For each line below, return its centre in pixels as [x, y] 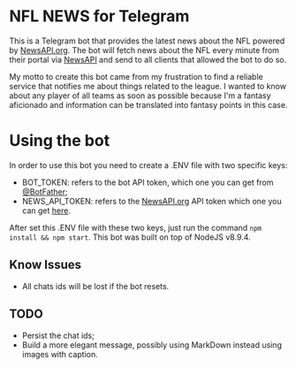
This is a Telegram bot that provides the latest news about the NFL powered [147, 41]
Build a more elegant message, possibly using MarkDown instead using [152, 345]
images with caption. [60, 354]
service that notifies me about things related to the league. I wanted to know [148, 86]
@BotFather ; [45, 191]
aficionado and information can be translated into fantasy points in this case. [148, 104]
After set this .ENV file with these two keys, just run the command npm [136, 227]
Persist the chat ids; [58, 335]
